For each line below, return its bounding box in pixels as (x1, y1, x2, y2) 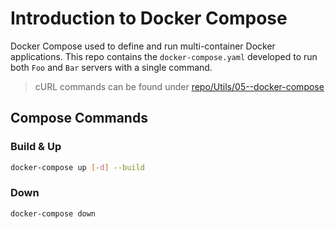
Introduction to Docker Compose (10, 7, 288, 30)
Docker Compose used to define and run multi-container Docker (10, 40, 276, 52)
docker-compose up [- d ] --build (10, 162, 145, 172)
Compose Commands (10, 110, 148, 127)
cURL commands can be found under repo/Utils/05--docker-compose (34, 80, 325, 92)
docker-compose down (10, 208, 97, 219)
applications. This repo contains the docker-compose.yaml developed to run (10, 50, 318, 62)
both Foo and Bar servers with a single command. (10, 61, 213, 73)
